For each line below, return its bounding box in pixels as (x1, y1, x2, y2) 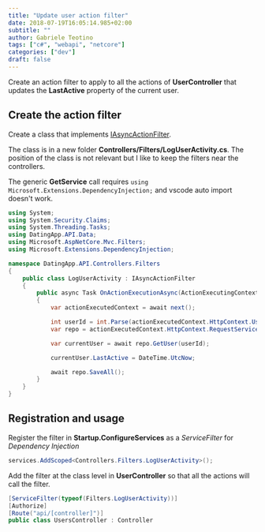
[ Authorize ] (8, 502, 47, 510)
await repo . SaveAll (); (50, 368, 125, 376)
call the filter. (8, 479, 50, 489)
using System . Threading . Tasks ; (8, 223, 111, 231)
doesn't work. (8, 193, 54, 203)
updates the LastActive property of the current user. (8, 85, 180, 95)
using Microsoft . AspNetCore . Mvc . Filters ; (8, 238, 147, 246)
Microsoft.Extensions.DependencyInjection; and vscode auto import (8, 185, 233, 194)
